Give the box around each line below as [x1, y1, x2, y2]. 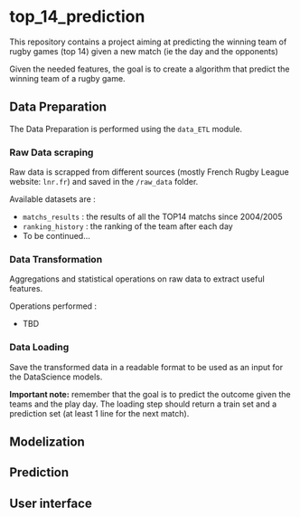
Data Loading [9, 341, 70, 354]
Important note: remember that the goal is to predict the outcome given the [9, 388, 291, 399]
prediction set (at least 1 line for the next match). [9, 407, 190, 418]
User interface [9, 495, 92, 511]
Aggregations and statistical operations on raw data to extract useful [9, 273, 265, 284]
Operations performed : [9, 301, 98, 311]
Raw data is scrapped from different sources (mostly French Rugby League [9, 167, 289, 177]
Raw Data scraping [9, 146, 94, 158]
